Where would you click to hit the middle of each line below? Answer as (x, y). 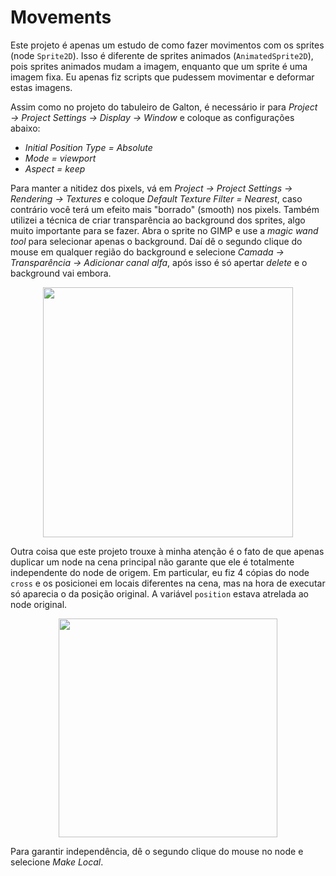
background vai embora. (61, 273)
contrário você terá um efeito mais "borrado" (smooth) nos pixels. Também (165, 209)
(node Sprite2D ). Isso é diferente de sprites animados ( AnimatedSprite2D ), (162, 55)
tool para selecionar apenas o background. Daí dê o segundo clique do (156, 241)
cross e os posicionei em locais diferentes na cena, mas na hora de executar (168, 583)
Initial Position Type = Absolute (88, 147)
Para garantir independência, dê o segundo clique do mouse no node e (157, 851)
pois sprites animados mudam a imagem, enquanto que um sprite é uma (159, 66)
